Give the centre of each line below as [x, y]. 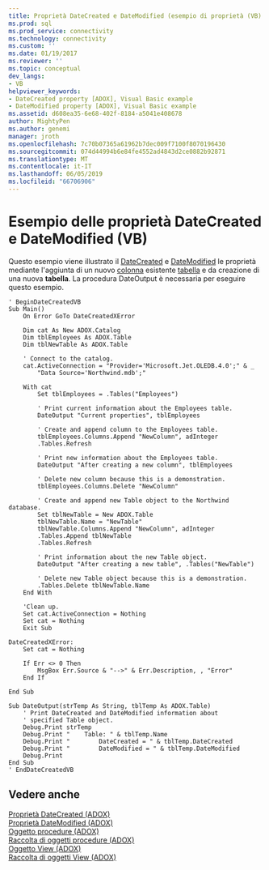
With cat [38, 387]
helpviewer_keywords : [45, 91]
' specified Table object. [68, 720]
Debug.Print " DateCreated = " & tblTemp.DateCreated [128, 741]
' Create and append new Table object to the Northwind [133, 500]
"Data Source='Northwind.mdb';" [92, 373]
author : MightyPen [39, 122]
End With [38, 592]
